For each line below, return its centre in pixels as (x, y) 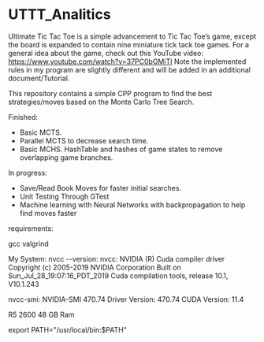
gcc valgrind (28, 243)
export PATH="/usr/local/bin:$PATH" (68, 329)
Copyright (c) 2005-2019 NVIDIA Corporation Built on (95, 267)
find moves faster (48, 213)
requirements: (31, 228)
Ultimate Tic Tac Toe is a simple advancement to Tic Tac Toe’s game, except (132, 36)
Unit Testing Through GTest (64, 196)
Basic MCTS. (41, 132)
